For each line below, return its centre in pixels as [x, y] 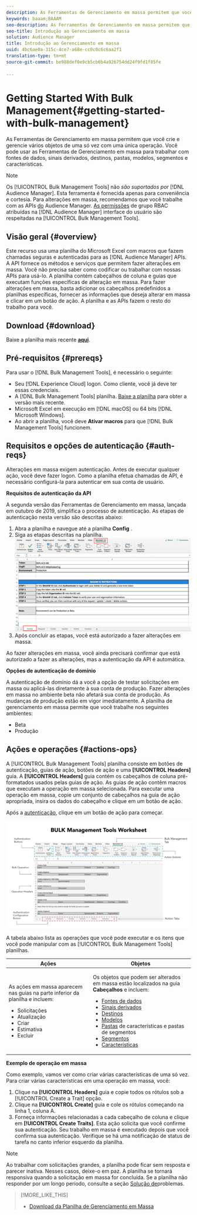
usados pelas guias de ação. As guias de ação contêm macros [111, 782]
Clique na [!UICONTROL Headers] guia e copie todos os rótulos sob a [99, 1092]
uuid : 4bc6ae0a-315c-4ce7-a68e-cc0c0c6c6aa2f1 [64, 50]
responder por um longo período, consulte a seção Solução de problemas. [95, 1183]
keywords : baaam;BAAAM [34, 19]
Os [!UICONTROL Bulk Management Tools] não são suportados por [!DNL [95, 187]
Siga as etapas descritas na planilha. [59, 534]
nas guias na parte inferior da [44, 993]
